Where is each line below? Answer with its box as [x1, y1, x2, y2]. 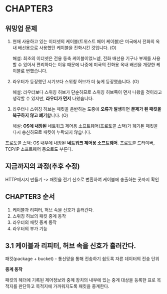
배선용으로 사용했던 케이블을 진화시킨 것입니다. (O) [17, 45, 116, 51]
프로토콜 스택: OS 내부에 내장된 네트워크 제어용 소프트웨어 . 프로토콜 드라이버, [5, 140, 155, 146]
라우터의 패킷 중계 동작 [12, 219, 57, 225]
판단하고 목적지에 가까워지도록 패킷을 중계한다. [18, 283, 109, 289]
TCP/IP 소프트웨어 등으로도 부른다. [5, 146, 73, 152]
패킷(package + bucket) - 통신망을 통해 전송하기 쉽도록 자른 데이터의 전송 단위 [5, 256, 160, 262]
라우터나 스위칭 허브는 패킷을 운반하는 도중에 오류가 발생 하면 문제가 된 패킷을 [12, 106, 161, 112]
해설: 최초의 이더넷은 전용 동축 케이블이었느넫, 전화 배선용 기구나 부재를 [12, 56, 151, 61]
